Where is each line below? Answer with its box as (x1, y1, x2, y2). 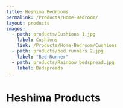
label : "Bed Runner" (17, 54, 69, 60)
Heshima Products (6, 91, 101, 104)
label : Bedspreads (17, 65, 63, 71)
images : (6, 25, 26, 32)
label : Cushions (17, 37, 58, 43)
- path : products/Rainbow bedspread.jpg (11, 59, 115, 65)
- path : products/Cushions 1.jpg (11, 31, 96, 37)
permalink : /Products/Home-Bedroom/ (6, 14, 98, 21)
